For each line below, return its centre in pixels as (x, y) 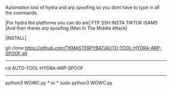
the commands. (22, 13)
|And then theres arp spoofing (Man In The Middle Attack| (66, 28)
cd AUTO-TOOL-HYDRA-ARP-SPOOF (44, 68)
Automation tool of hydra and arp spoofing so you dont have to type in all (82, 7)
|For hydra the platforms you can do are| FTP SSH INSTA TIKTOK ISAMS (81, 23)
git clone (15, 48)
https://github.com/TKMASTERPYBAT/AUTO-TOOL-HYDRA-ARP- (93, 48)
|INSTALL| (16, 38)
